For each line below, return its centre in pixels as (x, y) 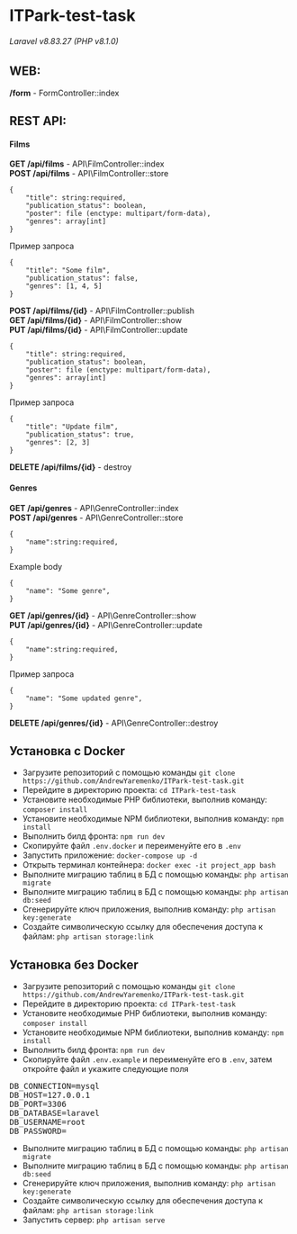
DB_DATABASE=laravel (55, 1113)
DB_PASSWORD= (38, 1131)
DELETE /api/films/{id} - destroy (71, 467)
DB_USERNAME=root (47, 1122)
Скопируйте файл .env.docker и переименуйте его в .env (131, 846)
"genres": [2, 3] (58, 443)
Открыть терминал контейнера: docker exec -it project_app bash (149, 865)
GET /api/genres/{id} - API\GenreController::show (103, 615)
